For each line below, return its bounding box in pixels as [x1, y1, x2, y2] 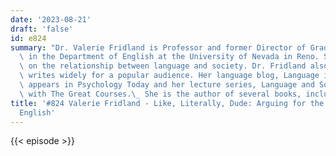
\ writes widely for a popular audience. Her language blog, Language [19, 71, 320, 81]
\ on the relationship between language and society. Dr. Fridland [19, 61, 307, 71]
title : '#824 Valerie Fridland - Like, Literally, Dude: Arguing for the [10, 98, 325, 108]
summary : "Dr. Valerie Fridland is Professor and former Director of [10, 42, 307, 53]
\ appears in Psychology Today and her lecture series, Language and [19, 80, 315, 90]
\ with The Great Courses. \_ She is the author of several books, [19, 89, 302, 99]
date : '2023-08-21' [10, 14, 92, 25]
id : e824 [10, 33, 47, 43]
